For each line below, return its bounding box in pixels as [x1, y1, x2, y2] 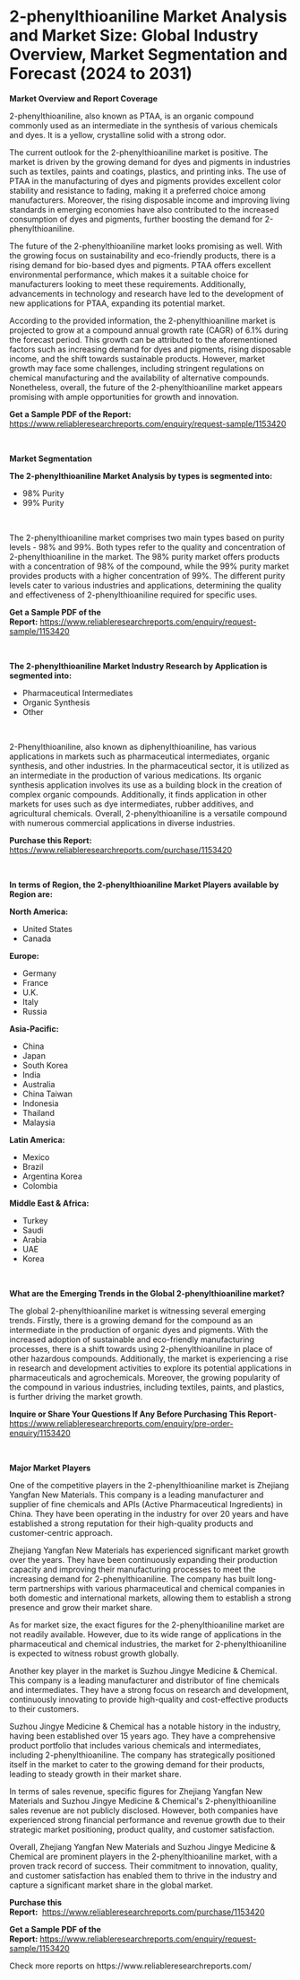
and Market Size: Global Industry [9, 25, 259, 46]
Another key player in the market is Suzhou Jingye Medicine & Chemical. [9, 1665, 278, 1676]
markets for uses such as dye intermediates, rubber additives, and [9, 798, 254, 809]
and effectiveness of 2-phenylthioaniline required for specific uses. [9, 589, 258, 600]
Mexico [21, 1151, 50, 1163]
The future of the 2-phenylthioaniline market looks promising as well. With [9, 240, 283, 251]
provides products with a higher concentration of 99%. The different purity [9, 570, 286, 580]
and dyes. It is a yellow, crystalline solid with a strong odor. [9, 129, 227, 140]
